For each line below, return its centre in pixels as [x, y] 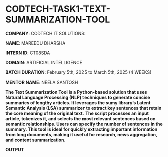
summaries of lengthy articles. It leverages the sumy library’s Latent [78, 102]
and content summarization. [35, 140]
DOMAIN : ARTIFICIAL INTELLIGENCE [44, 62]
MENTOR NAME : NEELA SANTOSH [42, 82]
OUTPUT [15, 149]
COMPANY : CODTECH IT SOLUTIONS [45, 33]
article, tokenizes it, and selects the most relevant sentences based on [80, 118]
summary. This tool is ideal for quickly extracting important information [81, 129]
